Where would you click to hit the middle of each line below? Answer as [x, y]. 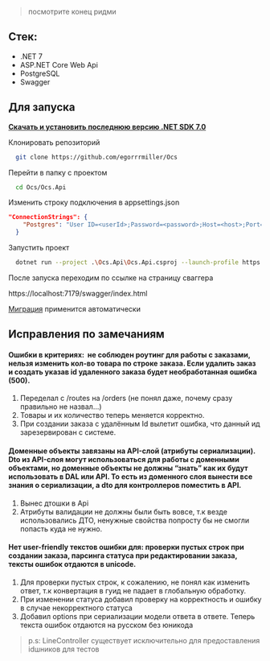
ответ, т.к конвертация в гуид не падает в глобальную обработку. [133, 590]
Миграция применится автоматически [74, 308]
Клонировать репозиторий [54, 142]
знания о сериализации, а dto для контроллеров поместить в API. [125, 485]
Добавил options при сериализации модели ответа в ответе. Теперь [137, 616]
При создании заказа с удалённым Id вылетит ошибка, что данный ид [140, 424]
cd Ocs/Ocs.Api [41, 187]
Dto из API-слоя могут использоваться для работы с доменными [124, 460]
